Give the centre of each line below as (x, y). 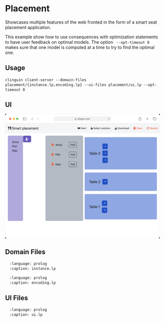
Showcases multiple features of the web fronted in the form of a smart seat (81, 22)
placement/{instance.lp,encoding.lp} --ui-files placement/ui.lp (73, 85)
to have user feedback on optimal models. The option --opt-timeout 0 (77, 42)
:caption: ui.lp (26, 315)
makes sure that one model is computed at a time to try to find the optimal (80, 47)
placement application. (28, 27)
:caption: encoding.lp (33, 283)
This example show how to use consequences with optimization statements (82, 37)
